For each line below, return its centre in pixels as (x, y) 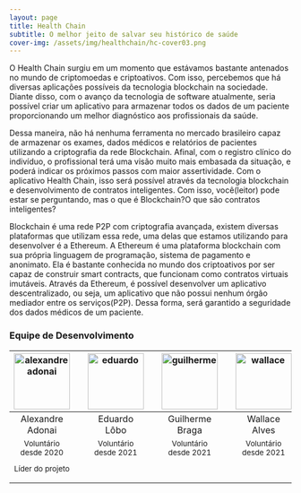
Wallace (263, 419)
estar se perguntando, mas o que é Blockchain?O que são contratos (135, 200)
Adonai (42, 429)
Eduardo (116, 419)
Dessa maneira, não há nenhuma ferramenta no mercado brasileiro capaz (145, 133)
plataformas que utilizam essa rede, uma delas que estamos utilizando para (149, 236)
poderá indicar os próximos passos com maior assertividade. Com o (135, 171)
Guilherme (190, 419)
